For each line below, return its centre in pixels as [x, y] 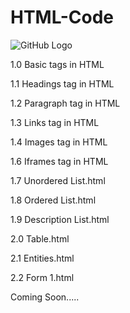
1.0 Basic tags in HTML [57, 64]
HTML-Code [62, 17]
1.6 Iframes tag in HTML [59, 161]
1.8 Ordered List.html [53, 200]
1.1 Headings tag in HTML [62, 83]
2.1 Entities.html [42, 258]
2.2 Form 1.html [42, 277]
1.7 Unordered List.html [58, 180]
